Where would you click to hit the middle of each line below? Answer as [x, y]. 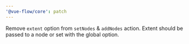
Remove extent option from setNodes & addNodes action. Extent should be [94, 28]
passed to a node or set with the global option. [63, 34]
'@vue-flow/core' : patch [36, 11]
